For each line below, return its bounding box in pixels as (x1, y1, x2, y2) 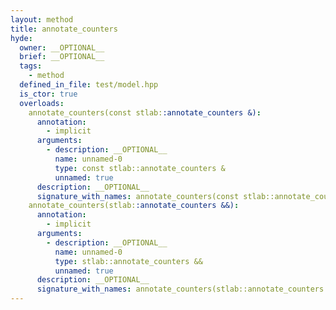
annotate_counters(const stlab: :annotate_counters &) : (28, 107, 262, 118)
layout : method (10, 14, 74, 25)
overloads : (19, 98, 65, 108)
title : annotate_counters (10, 24, 118, 34)
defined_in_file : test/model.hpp (19, 80, 159, 90)
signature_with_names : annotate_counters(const (36, 191, 240, 201)
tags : (19, 61, 43, 71)
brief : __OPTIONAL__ (19, 52, 105, 62)
